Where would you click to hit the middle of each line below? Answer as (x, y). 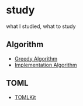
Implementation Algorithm (46, 65)
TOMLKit (25, 97)
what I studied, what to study (41, 26)
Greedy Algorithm (36, 58)
